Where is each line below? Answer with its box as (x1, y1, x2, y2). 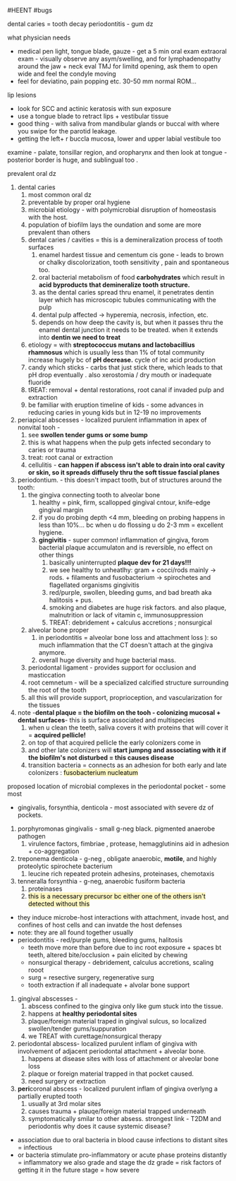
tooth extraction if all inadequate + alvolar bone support (27, 981, 190, 989)
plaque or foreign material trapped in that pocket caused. (27, 1069, 194, 1078)
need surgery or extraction (27, 1077, 106, 1085)
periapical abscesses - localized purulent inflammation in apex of (17, 416, 207, 424)
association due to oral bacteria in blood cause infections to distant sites (17, 1136, 228, 1144)
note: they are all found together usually (17, 928, 134, 937)
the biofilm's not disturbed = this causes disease (27, 754, 175, 761)
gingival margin (38, 506, 84, 514)
